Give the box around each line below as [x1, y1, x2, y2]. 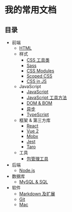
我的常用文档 [4, 4, 57, 16]
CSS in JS [26, 78, 47, 84]
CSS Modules [26, 68, 55, 74]
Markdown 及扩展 [19, 191, 55, 197]
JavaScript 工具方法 [26, 94, 67, 100]
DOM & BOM [26, 100, 53, 106]
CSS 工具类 [26, 57, 50, 63]
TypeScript [26, 112, 49, 117]
